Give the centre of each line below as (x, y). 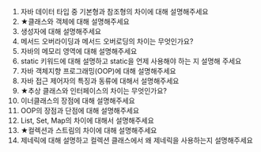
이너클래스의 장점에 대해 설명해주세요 (78, 101)
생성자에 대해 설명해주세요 (61, 31)
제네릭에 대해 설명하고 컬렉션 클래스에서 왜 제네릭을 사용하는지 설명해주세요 (137, 140)
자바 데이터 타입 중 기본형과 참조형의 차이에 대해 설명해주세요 (114, 11)
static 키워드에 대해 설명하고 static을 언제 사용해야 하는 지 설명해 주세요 (131, 61)
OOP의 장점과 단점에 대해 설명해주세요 (80, 110)
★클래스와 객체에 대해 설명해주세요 (75, 21)
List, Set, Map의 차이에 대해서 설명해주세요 (87, 120)
